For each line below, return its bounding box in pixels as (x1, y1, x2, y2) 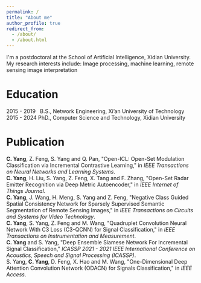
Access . (6, 270, 27, 278)
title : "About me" (6, 15, 53, 21)
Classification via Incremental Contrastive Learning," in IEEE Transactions (6, 161, 189, 169)
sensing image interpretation (6, 67, 78, 73)
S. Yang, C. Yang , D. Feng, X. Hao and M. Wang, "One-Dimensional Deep (6, 258, 188, 265)
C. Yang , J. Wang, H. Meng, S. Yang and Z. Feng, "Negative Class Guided (6, 194, 189, 201)
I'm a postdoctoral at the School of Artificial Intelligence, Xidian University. (6, 54, 191, 60)
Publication (6, 135, 65, 149)
